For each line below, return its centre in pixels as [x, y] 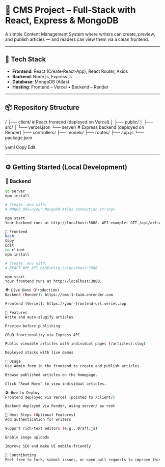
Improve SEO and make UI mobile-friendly [48, 446]
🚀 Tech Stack [26, 59]
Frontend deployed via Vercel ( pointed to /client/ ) [60, 397]
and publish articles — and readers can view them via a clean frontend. [77, 39]
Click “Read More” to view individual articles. [56, 384]
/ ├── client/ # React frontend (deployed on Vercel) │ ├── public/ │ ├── [79, 122]
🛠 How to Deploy [22, 393]
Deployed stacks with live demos [39, 353]
